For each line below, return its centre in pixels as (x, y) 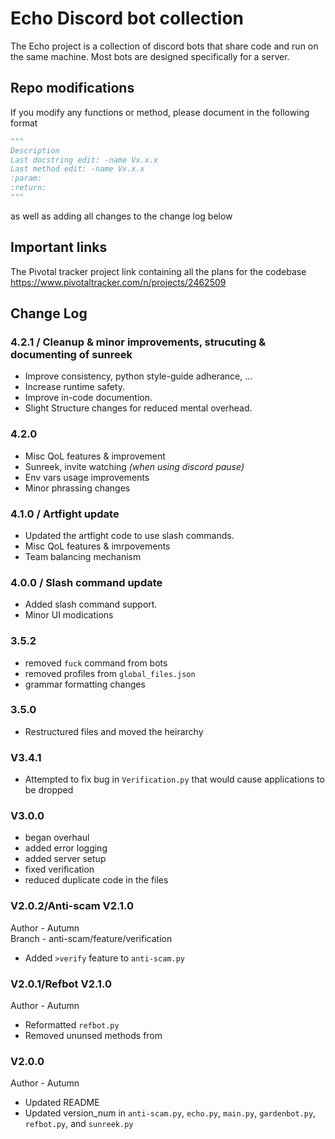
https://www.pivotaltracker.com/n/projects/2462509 (118, 282)
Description (35, 150)
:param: (26, 178)
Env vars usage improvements (87, 477)
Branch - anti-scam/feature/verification (91, 938)
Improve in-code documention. (88, 398)
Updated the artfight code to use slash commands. (129, 535)
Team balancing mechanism (83, 556)
